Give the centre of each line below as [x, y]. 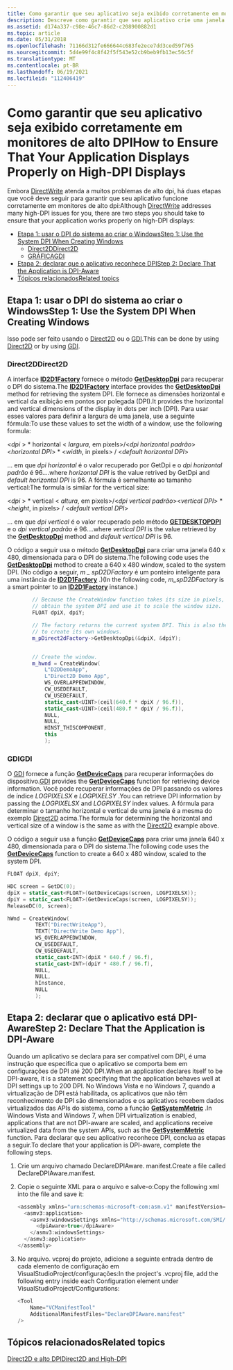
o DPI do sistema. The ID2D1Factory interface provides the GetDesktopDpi [114, 387]
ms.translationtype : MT [42, 59]
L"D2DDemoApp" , [66, 670]
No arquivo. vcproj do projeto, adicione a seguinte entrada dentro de [115, 1259]
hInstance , [51, 983]
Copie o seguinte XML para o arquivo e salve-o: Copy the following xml [118, 1186]
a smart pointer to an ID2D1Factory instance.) [72, 587]
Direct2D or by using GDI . [44, 346]
